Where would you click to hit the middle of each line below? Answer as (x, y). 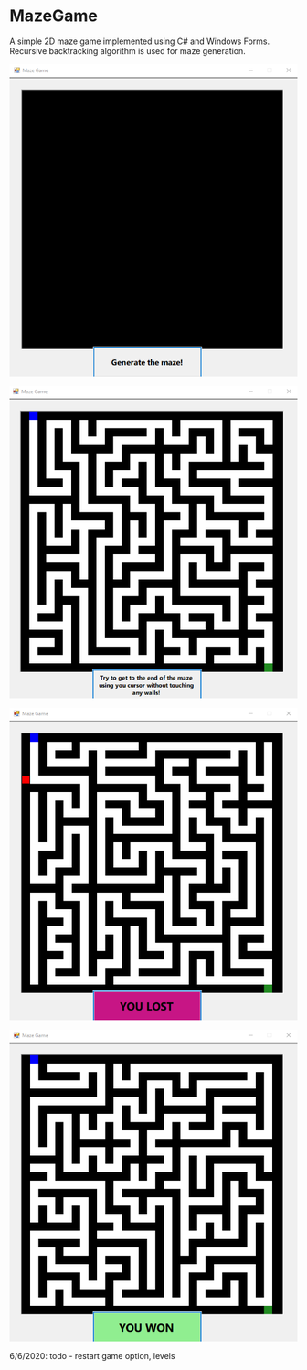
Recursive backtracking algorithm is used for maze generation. (128, 50)
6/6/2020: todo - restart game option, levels (92, 1356)
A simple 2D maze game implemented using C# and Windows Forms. (140, 41)
